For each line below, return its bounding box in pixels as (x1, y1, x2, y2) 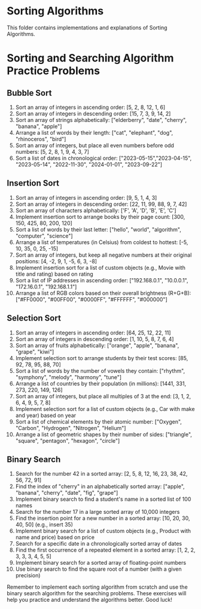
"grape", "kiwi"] (15, 348, 54, 355)
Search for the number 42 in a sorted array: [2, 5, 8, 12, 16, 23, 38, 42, (15, 470, 188, 477)
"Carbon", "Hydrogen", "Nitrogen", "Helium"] (15, 424, 126, 431)
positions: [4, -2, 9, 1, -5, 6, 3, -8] (15, 257, 98, 264)
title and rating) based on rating (15, 270, 93, 278)
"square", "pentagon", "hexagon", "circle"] (15, 437, 120, 444)
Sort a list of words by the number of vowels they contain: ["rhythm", (15, 367, 185, 374)
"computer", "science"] (15, 232, 74, 239)
